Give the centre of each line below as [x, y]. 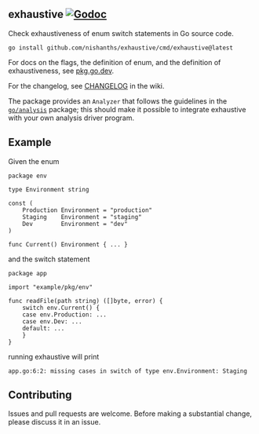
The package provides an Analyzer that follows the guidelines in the [118, 101]
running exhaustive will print [54, 356]
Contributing [40, 395]
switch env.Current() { [61, 308]
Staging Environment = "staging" [82, 217]
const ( [21, 203]
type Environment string [49, 189]
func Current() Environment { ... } [68, 244]
